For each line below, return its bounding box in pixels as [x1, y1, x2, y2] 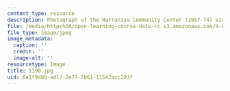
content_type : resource [7, 10, 75, 17]
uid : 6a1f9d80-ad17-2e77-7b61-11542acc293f [7, 73, 133, 81]
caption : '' [13, 42, 48, 49]
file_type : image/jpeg [7, 29, 72, 36]
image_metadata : [7, 36, 53, 42]
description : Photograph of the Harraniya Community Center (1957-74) [7, 16, 213, 23]
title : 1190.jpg [7, 67, 53, 74]
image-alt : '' [13, 55, 53, 62]
